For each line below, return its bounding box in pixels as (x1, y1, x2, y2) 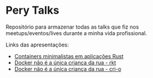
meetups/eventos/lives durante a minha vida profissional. (5, 29, 148, 36)
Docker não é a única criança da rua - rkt (14, 59, 116, 66)
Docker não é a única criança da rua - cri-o (14, 65, 121, 72)
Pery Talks (5, 4, 59, 17)
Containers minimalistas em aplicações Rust (14, 52, 124, 60)
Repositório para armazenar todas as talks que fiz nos (5, 23, 139, 30)
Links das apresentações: (5, 41, 70, 48)
